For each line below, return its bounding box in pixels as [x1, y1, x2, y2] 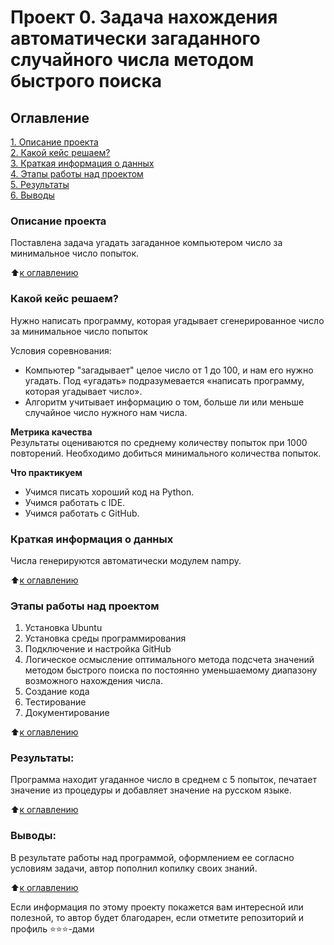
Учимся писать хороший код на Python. [24, 486, 195, 498]
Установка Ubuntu [24, 622, 103, 634]
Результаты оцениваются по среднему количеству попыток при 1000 [10, 436, 308, 448]
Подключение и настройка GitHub [24, 643, 172, 655]
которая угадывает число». [24, 385, 143, 397]
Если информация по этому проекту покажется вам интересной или [10, 901, 304, 913]
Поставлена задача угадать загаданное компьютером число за [10, 237, 283, 249]
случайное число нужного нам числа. [24, 406, 188, 418]
